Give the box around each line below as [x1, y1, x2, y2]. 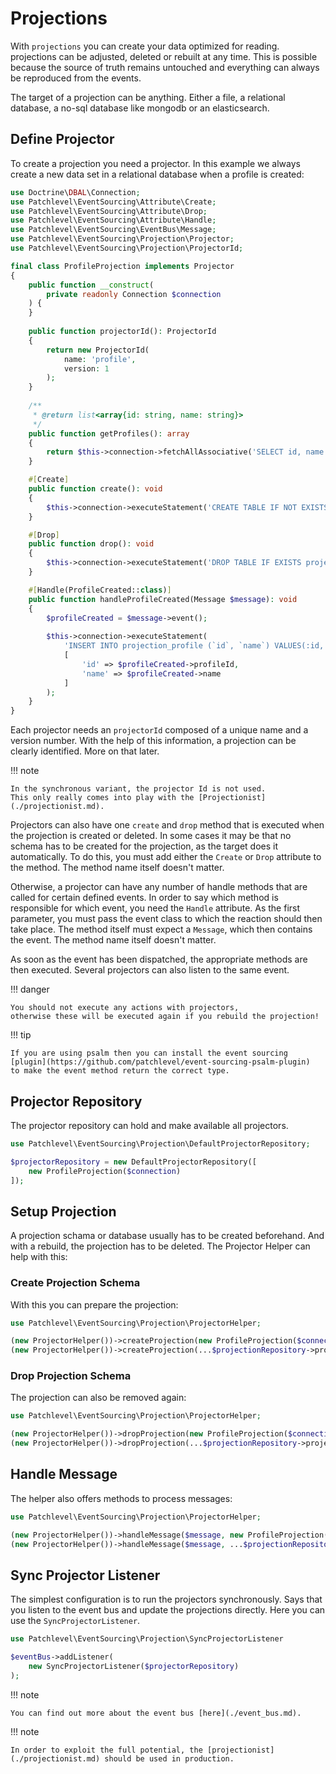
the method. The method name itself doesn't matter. [10, 862, 225, 874]
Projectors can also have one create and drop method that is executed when [10, 819, 325, 831]
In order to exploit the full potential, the [10, 1745, 203, 1755]
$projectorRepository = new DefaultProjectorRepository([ [10, 1157, 257, 1167]
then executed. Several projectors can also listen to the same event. [10, 964, 290, 976]
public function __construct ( [28, 280, 155, 290]
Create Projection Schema [10, 1276, 141, 1290]
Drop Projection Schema [10, 1369, 132, 1383]
